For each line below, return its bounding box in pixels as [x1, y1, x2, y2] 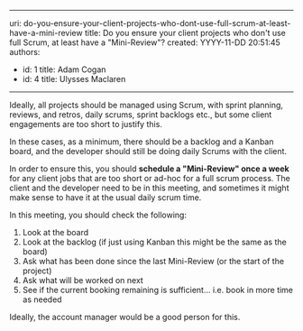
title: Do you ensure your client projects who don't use [84, 28, 287, 38]
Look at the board [22, 227, 89, 237]
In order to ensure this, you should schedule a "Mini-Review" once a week [9, 163, 290, 174]
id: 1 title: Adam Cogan [22, 64, 106, 75]
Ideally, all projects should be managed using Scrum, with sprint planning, [9, 100, 284, 110]
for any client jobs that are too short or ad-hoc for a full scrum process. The [9, 173, 290, 183]
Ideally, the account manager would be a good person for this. [9, 312, 241, 322]
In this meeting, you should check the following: [9, 209, 188, 220]
